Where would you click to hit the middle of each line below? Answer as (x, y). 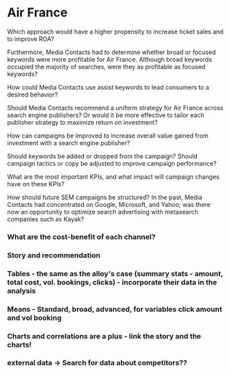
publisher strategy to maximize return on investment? (82, 122)
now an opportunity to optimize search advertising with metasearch (103, 212)
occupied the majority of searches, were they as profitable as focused (106, 66)
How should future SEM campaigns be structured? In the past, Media (105, 197)
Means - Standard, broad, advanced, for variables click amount (115, 309)
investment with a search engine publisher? (69, 142)
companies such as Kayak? (46, 219)
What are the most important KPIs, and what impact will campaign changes (113, 177)
